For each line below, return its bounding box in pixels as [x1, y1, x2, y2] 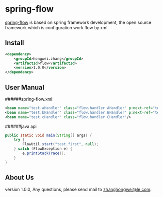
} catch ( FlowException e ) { [14, 146, 73, 151]
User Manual [5, 83, 45, 91]
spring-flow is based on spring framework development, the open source [5, 19, 152, 25]
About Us [5, 174, 34, 182]
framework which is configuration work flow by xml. [5, 24, 109, 30]
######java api [5, 123, 37, 129]
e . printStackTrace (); [22, 151, 66, 156]
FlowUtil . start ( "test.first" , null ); [22, 142, 98, 147]
